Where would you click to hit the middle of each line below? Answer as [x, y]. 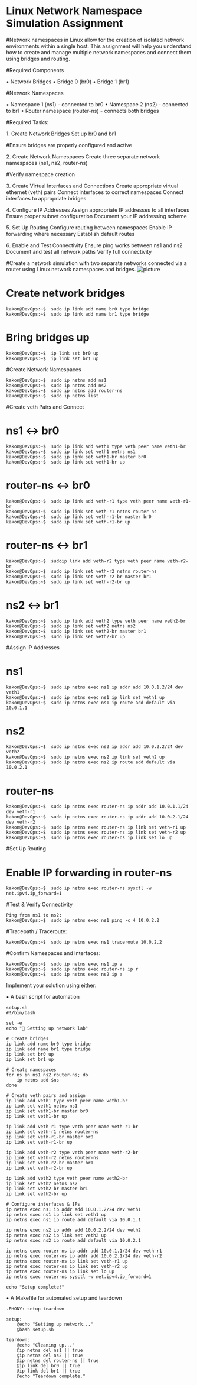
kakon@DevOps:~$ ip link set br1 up [52, 358]
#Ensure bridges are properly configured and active [69, 145]
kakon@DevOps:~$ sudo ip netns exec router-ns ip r [72, 969]
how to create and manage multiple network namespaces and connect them [99, 52]
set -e [14, 1023]
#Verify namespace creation [41, 174]
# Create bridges [27, 1039]
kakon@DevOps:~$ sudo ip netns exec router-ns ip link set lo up [89, 838]
